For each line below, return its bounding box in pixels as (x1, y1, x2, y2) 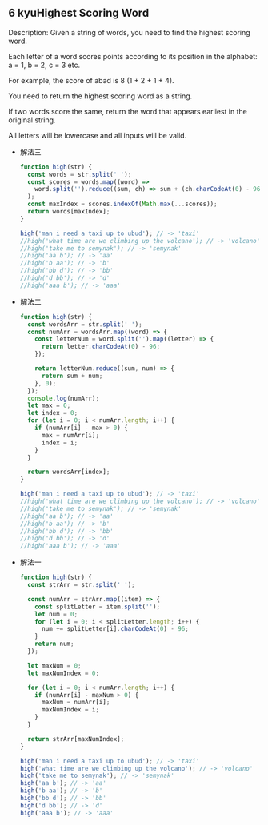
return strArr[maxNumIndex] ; (27, 735, 125, 743)
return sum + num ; (41, 372, 103, 380)
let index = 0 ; (27, 409, 78, 417)
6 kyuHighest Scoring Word (8, 6, 150, 20)
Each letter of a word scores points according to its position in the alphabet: (8, 51, 258, 61)
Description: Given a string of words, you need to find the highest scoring (8, 27, 250, 37)
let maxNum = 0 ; (27, 661, 82, 670)
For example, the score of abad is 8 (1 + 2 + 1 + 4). (8, 75, 174, 85)
